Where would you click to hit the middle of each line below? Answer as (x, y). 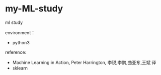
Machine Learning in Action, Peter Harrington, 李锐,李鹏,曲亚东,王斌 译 (84, 62)
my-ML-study (34, 9)
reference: (16, 52)
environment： (20, 32)
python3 (21, 42)
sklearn (20, 68)
